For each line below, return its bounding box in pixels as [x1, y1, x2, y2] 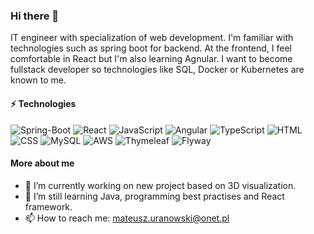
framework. [24, 200, 73, 213]
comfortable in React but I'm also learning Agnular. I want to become [10, 53, 293, 65]
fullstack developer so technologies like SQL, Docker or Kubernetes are [10, 64, 305, 76]
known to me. [10, 74, 67, 86]
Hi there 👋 [10, 9, 60, 23]
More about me [10, 157, 75, 169]
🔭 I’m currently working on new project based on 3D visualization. [24, 179, 297, 191]
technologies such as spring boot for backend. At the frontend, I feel [10, 42, 292, 54]
